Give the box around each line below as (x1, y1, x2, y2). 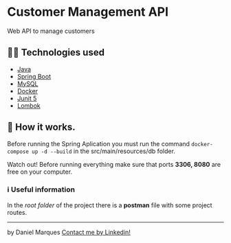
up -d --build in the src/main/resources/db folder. (32, 147, 175, 155)
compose (7, 148, 30, 155)
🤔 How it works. (7, 121, 76, 133)
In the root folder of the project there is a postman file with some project (7, 200, 212, 209)
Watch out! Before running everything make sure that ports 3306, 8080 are (7, 160, 221, 168)
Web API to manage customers (7, 27, 95, 35)
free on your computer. (7, 167, 73, 176)
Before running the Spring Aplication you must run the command (7, 139, 190, 148)
